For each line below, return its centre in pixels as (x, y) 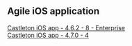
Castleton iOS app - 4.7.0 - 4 (48, 35)
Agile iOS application (53, 11)
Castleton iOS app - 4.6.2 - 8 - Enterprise (66, 27)
